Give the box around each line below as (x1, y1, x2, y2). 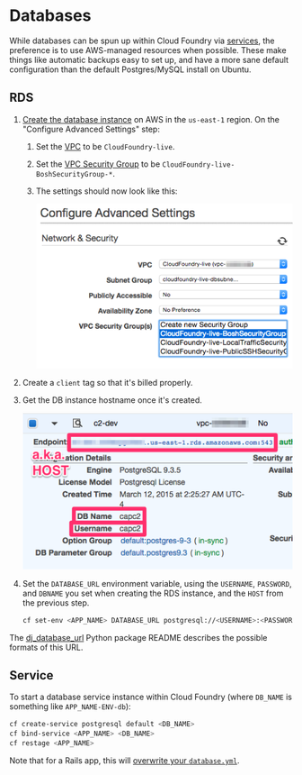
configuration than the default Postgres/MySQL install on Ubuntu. (9, 64, 252, 75)
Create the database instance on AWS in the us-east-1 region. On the (22, 114, 280, 124)
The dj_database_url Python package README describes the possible (9, 632, 268, 643)
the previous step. (22, 597, 90, 608)
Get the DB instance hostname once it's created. (22, 395, 202, 406)
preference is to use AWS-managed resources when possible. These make (9, 44, 287, 55)
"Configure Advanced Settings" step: (22, 123, 160, 134)
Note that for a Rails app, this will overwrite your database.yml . (9, 755, 240, 766)
